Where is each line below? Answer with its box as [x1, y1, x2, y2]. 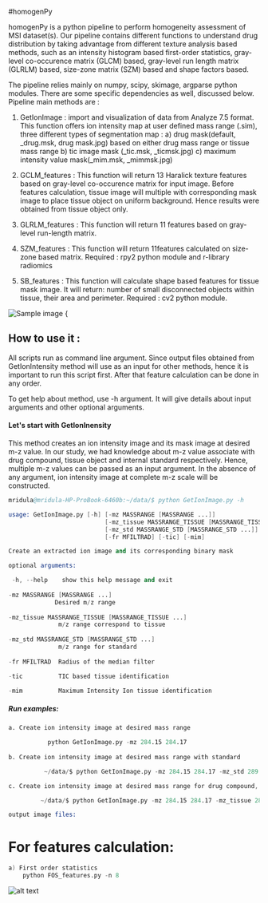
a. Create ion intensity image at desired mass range [8, 724, 191, 732]
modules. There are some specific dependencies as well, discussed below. [8, 89, 254, 98]
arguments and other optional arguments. [8, 402, 145, 412]
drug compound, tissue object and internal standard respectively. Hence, [8, 455, 249, 465]
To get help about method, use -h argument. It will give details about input [8, 394, 251, 403]
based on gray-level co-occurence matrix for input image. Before [19, 179, 235, 188]
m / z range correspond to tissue [58, 620, 166, 629]
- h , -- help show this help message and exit [11, 576, 173, 584]
